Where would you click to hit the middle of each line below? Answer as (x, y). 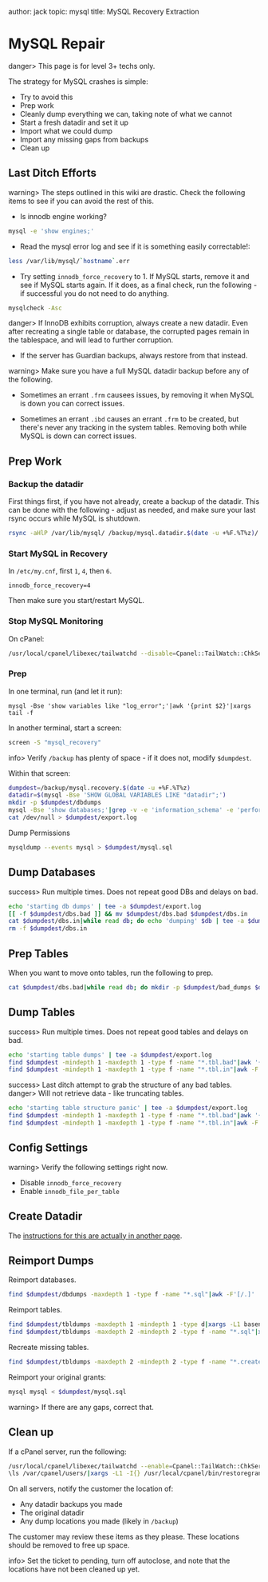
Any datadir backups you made (71, 1504)
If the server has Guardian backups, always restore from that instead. (134, 356)
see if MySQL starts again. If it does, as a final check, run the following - (138, 285)
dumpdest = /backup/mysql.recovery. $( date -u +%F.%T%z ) (100, 788)
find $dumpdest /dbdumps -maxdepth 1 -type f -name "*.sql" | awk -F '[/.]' (132, 1295)
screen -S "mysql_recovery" (55, 742)
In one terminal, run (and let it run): (65, 691)
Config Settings (48, 1148)
